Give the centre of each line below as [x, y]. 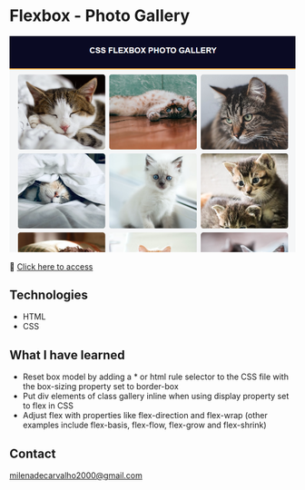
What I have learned [67, 355]
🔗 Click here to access [51, 266]
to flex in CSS [48, 406]
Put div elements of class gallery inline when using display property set [156, 397]
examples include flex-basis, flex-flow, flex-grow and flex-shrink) [144, 425]
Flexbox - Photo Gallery [100, 16]
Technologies [49, 294]
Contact [33, 453]
